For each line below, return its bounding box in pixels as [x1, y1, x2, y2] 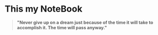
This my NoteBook [4, 3, 83, 15]
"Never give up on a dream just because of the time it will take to [16, 19, 154, 25]
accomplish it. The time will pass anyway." [16, 24, 107, 30]
